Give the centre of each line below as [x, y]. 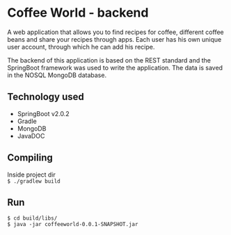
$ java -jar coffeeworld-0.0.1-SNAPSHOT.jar [73, 225]
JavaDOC [31, 136]
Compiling [30, 158]
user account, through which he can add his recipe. [81, 47]
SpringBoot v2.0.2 [43, 113]
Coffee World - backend [78, 13]
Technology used [46, 97]
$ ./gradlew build [34, 181]
